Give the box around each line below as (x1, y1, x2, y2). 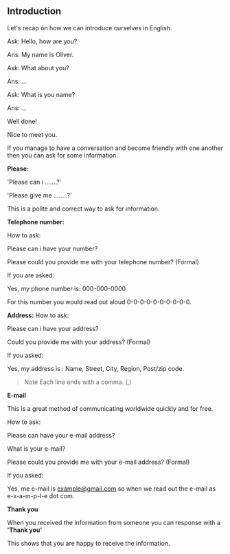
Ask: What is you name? (7, 90, 76, 98)
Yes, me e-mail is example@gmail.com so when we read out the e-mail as (7, 484, 216, 493)
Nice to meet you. (7, 130, 58, 138)
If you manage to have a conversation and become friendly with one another (7, 144, 224, 152)
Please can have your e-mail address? (7, 431, 115, 439)
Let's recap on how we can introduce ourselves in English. (7, 23, 172, 32)
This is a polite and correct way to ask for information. (7, 204, 160, 213)
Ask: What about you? (7, 63, 70, 72)
